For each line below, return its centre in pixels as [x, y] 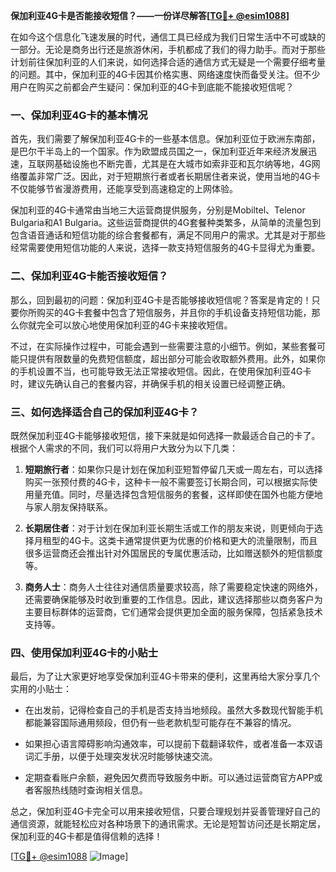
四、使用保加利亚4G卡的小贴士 [84, 652]
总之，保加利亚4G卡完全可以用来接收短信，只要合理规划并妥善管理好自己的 [165, 811]
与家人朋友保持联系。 [68, 506]
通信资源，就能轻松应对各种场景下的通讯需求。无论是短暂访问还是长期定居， [168, 824]
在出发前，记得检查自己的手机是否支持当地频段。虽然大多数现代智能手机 [173, 710]
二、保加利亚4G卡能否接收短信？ [89, 276]
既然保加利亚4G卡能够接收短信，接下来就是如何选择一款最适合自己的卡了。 [165, 435]
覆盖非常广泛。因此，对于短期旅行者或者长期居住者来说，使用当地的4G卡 [169, 176]
